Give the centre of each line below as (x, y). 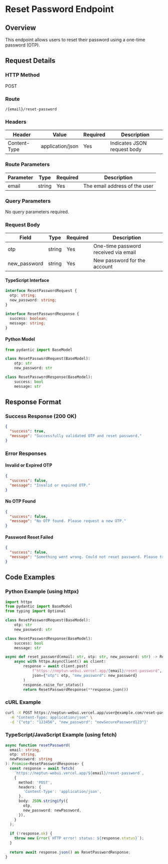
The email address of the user (118, 186)
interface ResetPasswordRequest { (41, 291)
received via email (114, 252)
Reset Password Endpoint (59, 9)
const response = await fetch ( (42, 769)
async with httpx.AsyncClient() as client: (60, 662)
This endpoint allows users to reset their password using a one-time (75, 40)
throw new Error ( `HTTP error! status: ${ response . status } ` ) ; (79, 838)
